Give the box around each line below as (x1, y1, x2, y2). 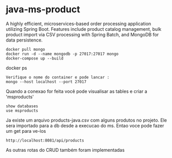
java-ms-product (6, 4, 80, 15)
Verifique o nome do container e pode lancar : (6, 74, 110, 80)
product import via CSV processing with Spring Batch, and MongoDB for (6, 31, 159, 37)
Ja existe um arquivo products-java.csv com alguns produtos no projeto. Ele (6, 117, 167, 123)
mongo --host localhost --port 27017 (6, 79, 87, 84)
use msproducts (6, 108, 39, 113)
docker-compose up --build (6, 55, 64, 61)
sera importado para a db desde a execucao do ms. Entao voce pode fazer (6, 122, 164, 129)
